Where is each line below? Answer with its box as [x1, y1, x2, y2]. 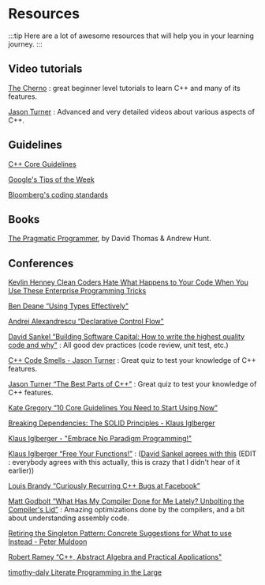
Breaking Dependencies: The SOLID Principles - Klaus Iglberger [8, 418, 215, 428]
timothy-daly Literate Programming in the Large [8, 568, 162, 577]
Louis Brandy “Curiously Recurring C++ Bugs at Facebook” [8, 481, 201, 491]
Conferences [8, 256, 74, 270]
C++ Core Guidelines [8, 159, 77, 168]
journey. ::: [8, 39, 43, 48]
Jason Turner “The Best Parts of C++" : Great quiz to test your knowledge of [8, 379, 257, 389]
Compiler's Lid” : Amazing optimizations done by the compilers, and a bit [8, 505, 245, 515]
